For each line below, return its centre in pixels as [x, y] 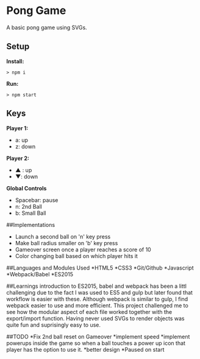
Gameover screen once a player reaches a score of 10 [83, 249]
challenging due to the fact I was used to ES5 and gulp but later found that [100, 292]
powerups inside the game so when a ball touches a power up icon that [96, 343]
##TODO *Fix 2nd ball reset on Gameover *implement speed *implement [98, 336]
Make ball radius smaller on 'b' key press [66, 243]
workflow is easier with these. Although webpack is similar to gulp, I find [97, 299]
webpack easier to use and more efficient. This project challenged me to [98, 305]
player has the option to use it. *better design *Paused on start [85, 349]
